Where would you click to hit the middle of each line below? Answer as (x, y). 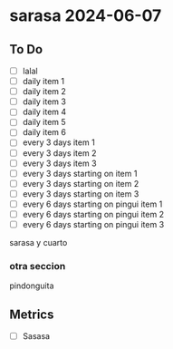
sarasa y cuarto (38, 242)
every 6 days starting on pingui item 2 (93, 214)
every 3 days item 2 (59, 153)
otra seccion (38, 266)
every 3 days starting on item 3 (81, 194)
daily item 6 (44, 132)
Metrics (32, 314)
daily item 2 (44, 92)
